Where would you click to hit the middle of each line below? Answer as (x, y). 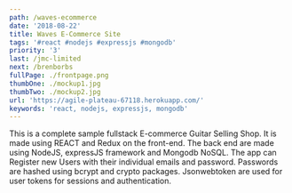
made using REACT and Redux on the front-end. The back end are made (142, 143)
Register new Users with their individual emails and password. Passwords (144, 162)
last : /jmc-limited (45, 59)
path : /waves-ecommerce (53, 17)
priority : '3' (36, 51)
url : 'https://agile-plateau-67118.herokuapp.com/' (107, 100)
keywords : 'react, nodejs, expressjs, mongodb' (99, 109)
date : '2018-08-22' (45, 26)
